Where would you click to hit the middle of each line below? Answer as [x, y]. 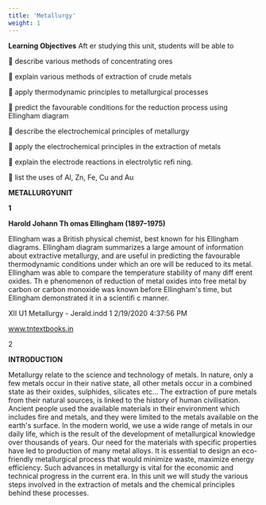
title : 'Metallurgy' [42, 15]
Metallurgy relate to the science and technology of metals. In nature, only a [131, 375]
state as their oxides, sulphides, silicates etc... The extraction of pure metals [133, 391]
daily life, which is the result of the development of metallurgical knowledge [132, 434]
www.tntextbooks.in [41, 328]
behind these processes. [49, 492]
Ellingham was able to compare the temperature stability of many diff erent [130, 272]
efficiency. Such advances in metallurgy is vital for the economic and [121, 467]
